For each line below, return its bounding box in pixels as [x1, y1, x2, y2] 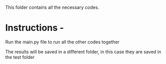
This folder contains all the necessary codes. [5, 5, 99, 10]
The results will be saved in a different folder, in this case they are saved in [5, 48, 161, 55]
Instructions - [5, 22, 64, 34]
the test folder [5, 54, 35, 60]
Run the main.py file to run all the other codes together [5, 39, 120, 45]
